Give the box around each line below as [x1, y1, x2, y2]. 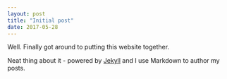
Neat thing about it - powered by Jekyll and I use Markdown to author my [7, 56, 220, 65]
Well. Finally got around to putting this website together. [7, 43, 170, 51]
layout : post [7, 10, 46, 18]
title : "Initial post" [7, 17, 74, 24]
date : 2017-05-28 [7, 23, 59, 30]
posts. [7, 64, 26, 73]
